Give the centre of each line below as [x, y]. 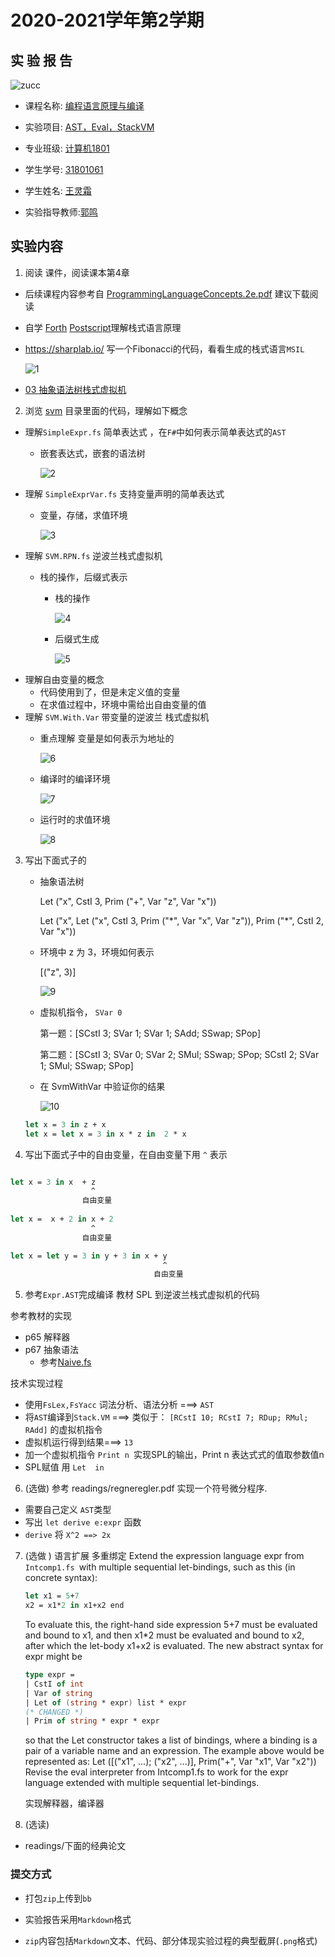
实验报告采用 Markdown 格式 [78, 1919]
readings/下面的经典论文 [75, 1846]
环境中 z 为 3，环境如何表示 [97, 952]
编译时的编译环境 [75, 778]
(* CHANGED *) [54, 1712]
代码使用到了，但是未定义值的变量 [110, 692]
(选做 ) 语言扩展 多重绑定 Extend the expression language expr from [164, 1556]
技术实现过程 [36, 1383]
